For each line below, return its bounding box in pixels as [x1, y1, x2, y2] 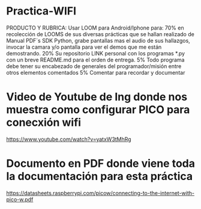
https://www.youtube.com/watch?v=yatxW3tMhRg [6, 136, 131, 143]
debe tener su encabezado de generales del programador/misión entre [6, 62, 182, 70]
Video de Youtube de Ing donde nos [6, 90, 188, 104]
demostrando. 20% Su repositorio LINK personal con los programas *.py [6, 49, 185, 57]
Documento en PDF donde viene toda [6, 157, 195, 170]
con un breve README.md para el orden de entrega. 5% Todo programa [6, 56, 185, 63]
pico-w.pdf [6, 196, 34, 203]
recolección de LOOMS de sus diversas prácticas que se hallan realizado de [6, 30, 195, 37]
